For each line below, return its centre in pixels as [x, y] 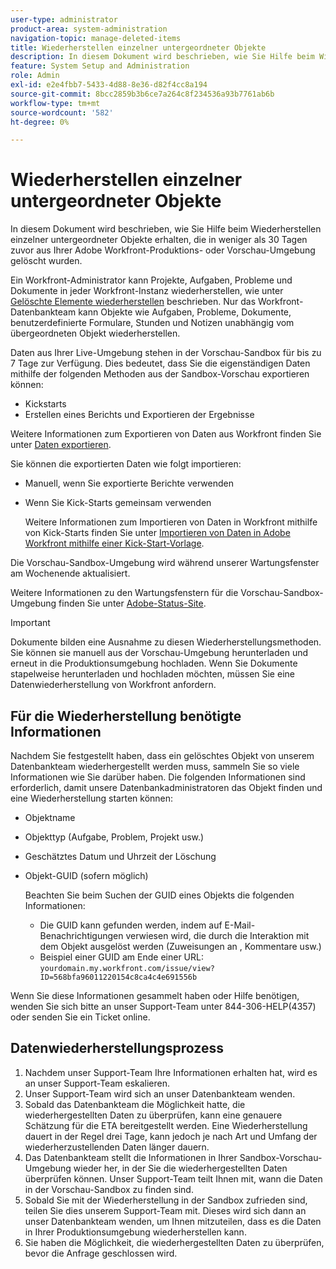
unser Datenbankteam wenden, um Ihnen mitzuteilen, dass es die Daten [173, 1221]
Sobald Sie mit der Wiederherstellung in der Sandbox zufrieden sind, [166, 1200]
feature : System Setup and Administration [100, 66]
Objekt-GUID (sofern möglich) [86, 875]
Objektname [50, 817]
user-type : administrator [64, 19]
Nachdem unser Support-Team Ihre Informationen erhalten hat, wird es [171, 1072]
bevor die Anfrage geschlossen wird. [101, 1253]
